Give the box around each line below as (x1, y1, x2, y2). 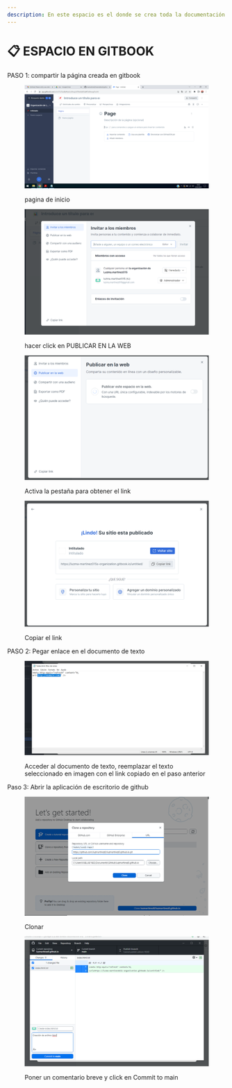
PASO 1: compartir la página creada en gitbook (7, 71, 141, 79)
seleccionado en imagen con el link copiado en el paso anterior (24, 769, 206, 778)
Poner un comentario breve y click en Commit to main (24, 1073, 179, 1081)
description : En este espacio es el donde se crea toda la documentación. (7, 11, 229, 18)
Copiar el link (24, 634, 63, 642)
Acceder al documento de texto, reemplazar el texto (24, 762, 174, 770)
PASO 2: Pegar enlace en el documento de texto (7, 647, 145, 655)
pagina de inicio (24, 195, 71, 204)
